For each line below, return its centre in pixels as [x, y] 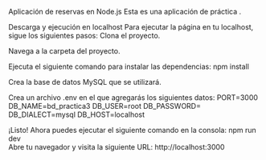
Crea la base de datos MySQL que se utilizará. [85, 82]
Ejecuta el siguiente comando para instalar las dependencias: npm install [129, 66]
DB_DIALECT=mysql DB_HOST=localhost [77, 114]
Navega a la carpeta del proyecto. [64, 51]
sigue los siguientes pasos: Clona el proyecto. [84, 36]
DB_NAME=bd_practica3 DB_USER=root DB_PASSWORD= [104, 106]
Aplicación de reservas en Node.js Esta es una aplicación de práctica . [125, 12]
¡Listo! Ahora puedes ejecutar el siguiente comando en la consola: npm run [133, 130]
